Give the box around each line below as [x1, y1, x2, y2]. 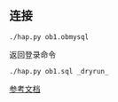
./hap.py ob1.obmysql [9, 32, 90, 42]
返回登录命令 [9, 49, 56, 59]
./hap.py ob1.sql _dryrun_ [9, 67, 109, 75]
